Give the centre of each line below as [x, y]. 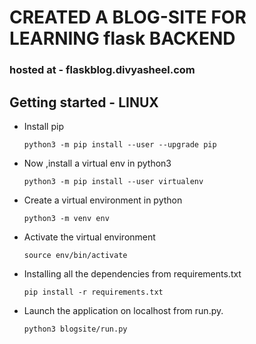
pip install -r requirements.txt [93, 292]
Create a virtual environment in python [103, 200]
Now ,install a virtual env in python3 [97, 163]
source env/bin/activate [75, 255]
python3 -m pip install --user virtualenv [113, 181]
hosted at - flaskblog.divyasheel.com [102, 70]
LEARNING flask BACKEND [122, 38]
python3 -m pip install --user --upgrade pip [120, 144]
